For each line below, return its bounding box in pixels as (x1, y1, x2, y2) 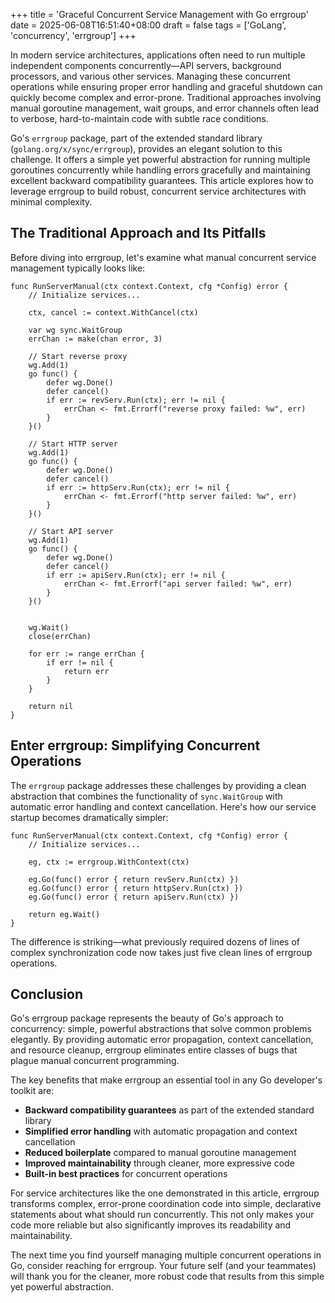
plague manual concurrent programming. (10, 1055, 180, 1067)
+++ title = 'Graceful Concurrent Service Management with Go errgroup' (10, 9, 309, 20)
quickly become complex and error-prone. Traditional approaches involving (10, 92, 322, 103)
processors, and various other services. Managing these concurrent (10, 70, 291, 82)
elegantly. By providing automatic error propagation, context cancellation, (10, 1034, 314, 1046)
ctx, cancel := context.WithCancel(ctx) (28, 307, 199, 318)
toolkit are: (10, 1085, 55, 1097)
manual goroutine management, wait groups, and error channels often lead (10, 102, 320, 114)
